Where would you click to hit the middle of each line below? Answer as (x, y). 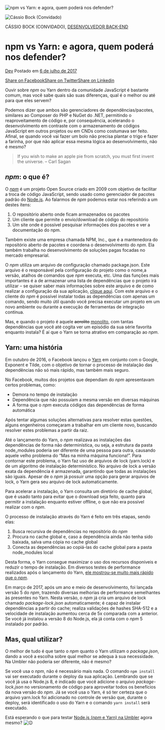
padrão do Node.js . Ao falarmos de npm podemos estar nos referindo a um (81, 199)
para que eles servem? (28, 100)
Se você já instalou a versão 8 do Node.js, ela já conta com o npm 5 (74, 618)
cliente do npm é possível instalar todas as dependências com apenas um (80, 296)
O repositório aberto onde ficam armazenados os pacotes (71, 214)
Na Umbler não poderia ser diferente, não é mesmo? (58, 662)
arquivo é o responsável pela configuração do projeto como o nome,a (76, 270)
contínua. (15, 312)
